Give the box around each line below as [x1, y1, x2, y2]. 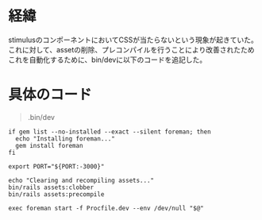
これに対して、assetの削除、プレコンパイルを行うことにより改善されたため [8, 44, 255, 54]
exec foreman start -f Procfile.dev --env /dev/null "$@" [8, 204, 204, 212]
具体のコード [8, 86, 93, 104]
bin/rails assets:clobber [8, 183, 94, 191]
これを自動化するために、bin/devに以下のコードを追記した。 [8, 55, 207, 64]
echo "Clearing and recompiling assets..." [8, 176, 155, 184]
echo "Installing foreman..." [15, 134, 115, 143]
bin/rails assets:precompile [8, 190, 105, 199]
